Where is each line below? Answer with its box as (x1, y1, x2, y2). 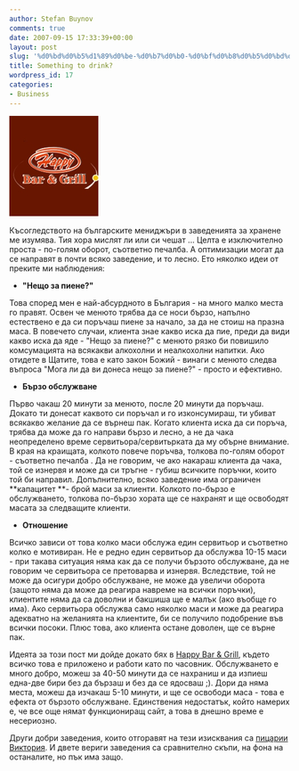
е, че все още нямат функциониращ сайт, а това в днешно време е (9, 705, 264, 717)
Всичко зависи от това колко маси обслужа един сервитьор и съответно (9, 537, 288, 547)
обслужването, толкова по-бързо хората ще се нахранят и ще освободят (9, 493, 289, 504)
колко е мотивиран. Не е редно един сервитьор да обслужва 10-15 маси (9, 546, 287, 557)
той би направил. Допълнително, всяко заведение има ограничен (9, 473, 261, 485)
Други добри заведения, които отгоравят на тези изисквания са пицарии (9, 732, 288, 743)
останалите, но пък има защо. (9, 751, 124, 762)
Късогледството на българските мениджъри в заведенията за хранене (9, 225, 282, 235)
